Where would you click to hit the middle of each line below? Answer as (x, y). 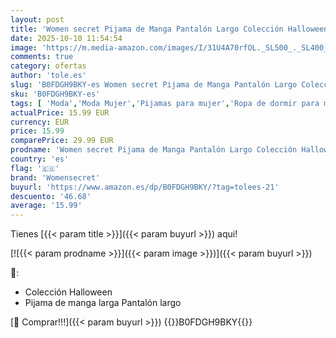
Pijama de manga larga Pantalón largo (103, 303)
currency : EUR (40, 122)
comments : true (42, 57)
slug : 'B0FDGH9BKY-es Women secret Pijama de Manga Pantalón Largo (154, 85)
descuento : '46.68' (51, 196)
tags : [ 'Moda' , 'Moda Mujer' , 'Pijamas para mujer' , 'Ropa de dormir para (165, 103)
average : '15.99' (46, 206)
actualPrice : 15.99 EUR (60, 112)
